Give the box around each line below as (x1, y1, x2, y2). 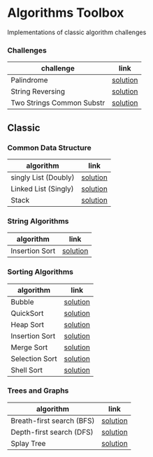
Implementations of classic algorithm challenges (7, 28, 147, 36)
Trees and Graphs (7, 386, 69, 396)
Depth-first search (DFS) (10, 427, 94, 437)
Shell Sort (10, 365, 43, 375)
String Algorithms (7, 216, 69, 226)
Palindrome (10, 75, 48, 85)
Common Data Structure (7, 143, 92, 152)
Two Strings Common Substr (10, 98, 105, 108)
